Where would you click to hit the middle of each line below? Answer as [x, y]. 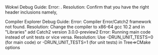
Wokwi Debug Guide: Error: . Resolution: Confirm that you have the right [77, 7]
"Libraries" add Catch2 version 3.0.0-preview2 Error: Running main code [78, 32]
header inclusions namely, [31, 12]
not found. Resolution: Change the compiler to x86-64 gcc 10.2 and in [75, 27]
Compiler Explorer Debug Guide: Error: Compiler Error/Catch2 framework [78, 22]
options [13, 47]
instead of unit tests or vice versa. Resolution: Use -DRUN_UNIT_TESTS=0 [79, 37]
